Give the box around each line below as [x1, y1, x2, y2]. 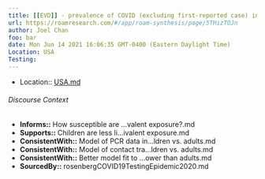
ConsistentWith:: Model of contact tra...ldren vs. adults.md [19, 145, 214, 155]
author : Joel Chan [8, 26, 69, 34]
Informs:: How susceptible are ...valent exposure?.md [19, 120, 196, 129]
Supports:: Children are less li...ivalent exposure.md [19, 128, 190, 138]
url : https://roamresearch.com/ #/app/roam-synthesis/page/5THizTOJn [8, 19, 238, 27]
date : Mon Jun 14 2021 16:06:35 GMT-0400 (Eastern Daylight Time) [8, 41, 231, 49]
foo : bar [8, 33, 37, 42]
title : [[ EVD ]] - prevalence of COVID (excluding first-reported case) [8, 11, 248, 20]
